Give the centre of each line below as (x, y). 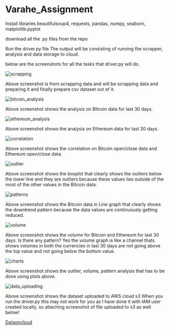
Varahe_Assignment (49, 9)
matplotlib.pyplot (23, 29)
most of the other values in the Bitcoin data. (51, 184)
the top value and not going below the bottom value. (60, 251)
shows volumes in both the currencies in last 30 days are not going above (83, 245)
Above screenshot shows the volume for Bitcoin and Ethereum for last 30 (82, 235)
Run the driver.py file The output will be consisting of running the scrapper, (84, 48)
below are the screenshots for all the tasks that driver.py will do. (72, 64)
